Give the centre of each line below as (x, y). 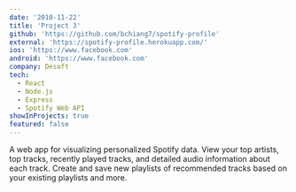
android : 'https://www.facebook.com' (79, 58)
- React (31, 83)
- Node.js (35, 91)
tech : (19, 75)
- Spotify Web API (51, 108)
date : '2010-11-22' (45, 17)
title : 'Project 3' (45, 26)
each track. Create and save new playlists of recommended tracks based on (148, 168)
